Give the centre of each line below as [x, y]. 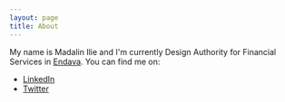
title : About [34, 26]
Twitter [36, 88]
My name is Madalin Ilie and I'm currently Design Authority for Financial [143, 51]
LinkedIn [39, 79]
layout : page [34, 18]
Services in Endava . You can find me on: [85, 61]
